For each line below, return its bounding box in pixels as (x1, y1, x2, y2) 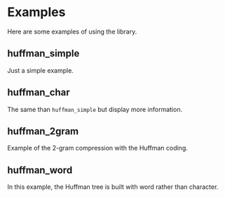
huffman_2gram (7, 125, 79, 137)
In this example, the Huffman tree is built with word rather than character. (7, 183, 219, 191)
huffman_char (7, 87, 70, 99)
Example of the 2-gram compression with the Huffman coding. (7, 144, 188, 153)
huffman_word (7, 164, 73, 176)
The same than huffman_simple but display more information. (7, 105, 183, 113)
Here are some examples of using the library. (7, 27, 137, 36)
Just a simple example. (7, 66, 74, 74)
